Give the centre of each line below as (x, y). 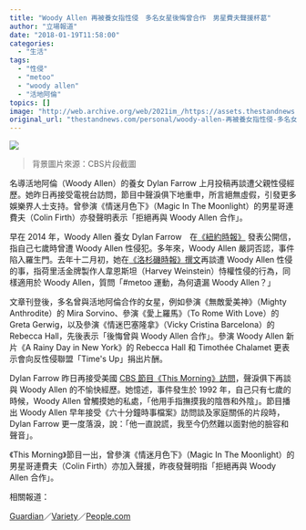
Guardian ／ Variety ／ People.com (70, 516)
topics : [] (30, 103)
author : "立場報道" (44, 26)
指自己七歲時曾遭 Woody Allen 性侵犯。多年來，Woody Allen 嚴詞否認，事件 (152, 248)
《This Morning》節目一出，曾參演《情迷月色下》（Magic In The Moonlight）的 (152, 455)
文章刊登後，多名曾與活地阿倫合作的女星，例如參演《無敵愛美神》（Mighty (148, 302)
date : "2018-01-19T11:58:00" (65, 35)
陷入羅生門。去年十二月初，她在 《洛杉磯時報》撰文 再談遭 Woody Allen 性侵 (151, 260)
